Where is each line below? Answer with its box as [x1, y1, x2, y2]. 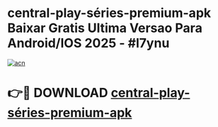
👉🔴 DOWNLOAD [7, 85, 108, 101]
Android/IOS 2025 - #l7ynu [7, 35, 170, 51]
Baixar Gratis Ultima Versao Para [7, 20, 203, 36]
